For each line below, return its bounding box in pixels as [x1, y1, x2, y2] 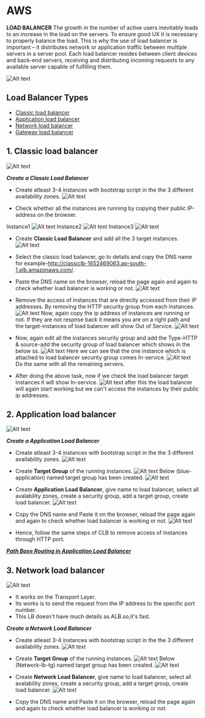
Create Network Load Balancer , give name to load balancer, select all [15, 673, 192, 681]
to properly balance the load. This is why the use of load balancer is [6, 37, 177, 44]
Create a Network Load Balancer [6, 625, 92, 632]
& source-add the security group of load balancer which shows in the [15, 340, 191, 348]
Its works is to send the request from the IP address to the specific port [15, 600, 195, 607]
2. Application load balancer [6, 409, 116, 419]
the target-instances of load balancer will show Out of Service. [15, 322, 174, 329]
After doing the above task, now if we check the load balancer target [15, 372, 188, 380]
